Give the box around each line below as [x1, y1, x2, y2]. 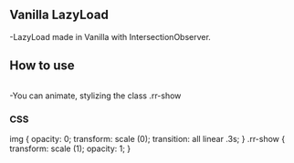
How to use [9, 58, 75, 74]
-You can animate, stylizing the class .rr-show [9, 90, 182, 101]
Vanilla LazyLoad [9, 7, 110, 23]
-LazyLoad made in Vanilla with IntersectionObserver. [9, 31, 212, 42]
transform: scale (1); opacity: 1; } [9, 143, 131, 154]
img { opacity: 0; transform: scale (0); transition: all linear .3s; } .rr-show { [9, 133, 286, 144]
